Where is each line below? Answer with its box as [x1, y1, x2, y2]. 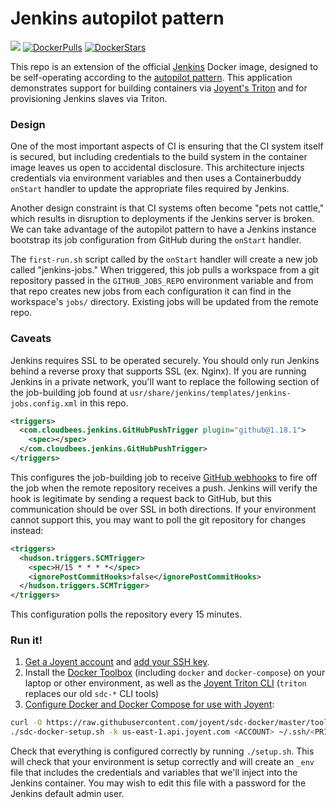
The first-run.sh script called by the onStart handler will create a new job [10, 253, 318, 266]
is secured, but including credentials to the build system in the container [10, 151, 308, 163]
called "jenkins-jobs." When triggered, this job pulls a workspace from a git [10, 264, 320, 276]
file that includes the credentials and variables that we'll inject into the [10, 767, 298, 779]
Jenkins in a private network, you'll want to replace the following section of [10, 375, 320, 387]
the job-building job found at [10, 386, 128, 398]
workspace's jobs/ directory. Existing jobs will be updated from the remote [10, 296, 319, 308]
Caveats [10, 332, 52, 346]
